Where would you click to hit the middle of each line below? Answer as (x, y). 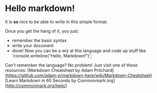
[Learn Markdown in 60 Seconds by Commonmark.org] (60, 80)
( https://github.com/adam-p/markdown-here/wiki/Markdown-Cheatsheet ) (79, 75)
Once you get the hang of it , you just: (42, 31)
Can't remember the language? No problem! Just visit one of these (71, 65)
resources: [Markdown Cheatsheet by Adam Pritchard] (59, 70)
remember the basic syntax (39, 40)
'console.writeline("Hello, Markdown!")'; (52, 55)
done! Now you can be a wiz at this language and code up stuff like (79, 51)
